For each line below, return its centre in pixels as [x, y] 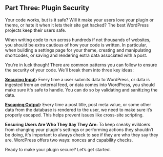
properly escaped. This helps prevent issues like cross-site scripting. [74, 115]
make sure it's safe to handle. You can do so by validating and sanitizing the [81, 90]
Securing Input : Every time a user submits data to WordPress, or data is [78, 79]
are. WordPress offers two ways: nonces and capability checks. [69, 140]
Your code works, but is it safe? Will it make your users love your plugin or [79, 20]
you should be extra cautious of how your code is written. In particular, [76, 45]
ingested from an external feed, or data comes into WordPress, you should [80, 85]
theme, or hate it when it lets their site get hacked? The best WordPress [77, 25]
